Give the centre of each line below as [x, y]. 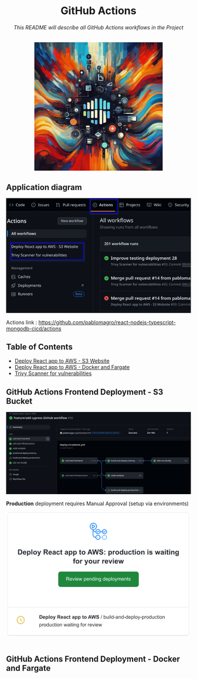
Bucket [19, 401]
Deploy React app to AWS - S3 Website [62, 361]
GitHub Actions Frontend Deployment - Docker [93, 659]
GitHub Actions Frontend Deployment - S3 [85, 392]
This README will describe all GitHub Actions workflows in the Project [98, 27]
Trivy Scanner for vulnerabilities [53, 373]
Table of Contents [40, 347]
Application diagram [44, 187]
